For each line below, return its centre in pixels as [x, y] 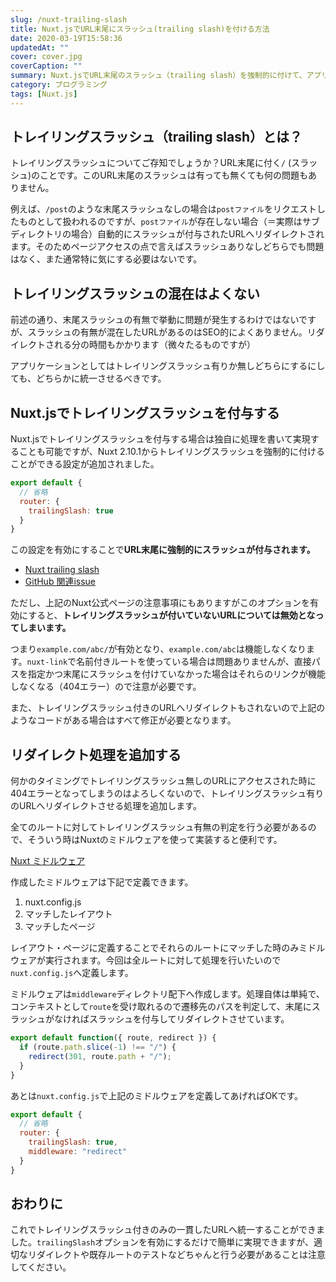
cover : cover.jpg [46, 57]
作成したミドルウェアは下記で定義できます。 [102, 882]
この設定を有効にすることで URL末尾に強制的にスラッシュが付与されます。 [163, 550]
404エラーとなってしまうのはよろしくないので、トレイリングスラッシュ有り [167, 793]
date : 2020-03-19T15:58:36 [66, 38]
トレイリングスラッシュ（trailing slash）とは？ [156, 137]
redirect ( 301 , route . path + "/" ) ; [100, 1056]
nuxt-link [47, 662]
